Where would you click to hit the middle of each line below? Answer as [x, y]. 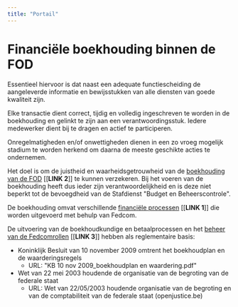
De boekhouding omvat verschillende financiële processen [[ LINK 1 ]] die [114, 207]
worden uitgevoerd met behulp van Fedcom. [72, 215]
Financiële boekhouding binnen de [112, 49]
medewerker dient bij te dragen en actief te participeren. [90, 128]
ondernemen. [27, 157]
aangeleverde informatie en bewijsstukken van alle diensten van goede [111, 92]
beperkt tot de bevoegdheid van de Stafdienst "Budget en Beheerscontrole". [119, 194]
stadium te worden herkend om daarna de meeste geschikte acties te [109, 150]
